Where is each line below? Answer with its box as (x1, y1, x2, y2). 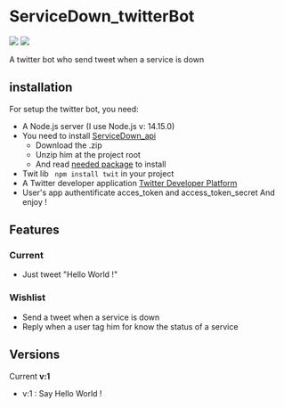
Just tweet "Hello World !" (21, 269, 118, 280)
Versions (9, 347, 61, 363)
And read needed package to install (35, 159, 166, 169)
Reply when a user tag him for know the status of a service (21, 321, 239, 331)
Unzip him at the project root (35, 149, 141, 159)
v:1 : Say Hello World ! (21, 388, 102, 398)
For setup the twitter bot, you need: (9, 103, 140, 114)
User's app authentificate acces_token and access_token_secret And (21, 187, 276, 198)
